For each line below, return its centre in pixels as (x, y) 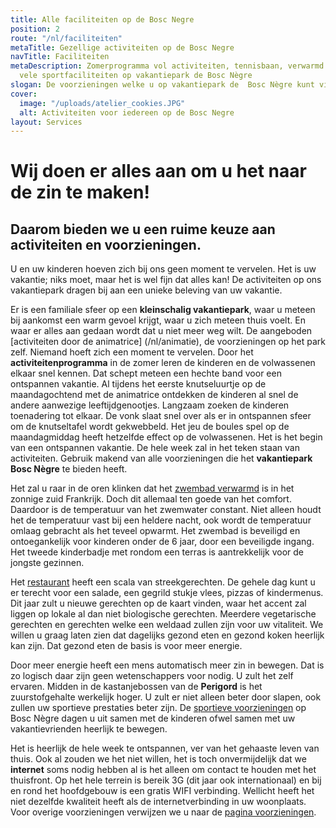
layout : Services (46, 122)
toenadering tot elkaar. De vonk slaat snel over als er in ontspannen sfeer (161, 416)
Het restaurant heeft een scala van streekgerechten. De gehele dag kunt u (163, 582)
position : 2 (35, 29)
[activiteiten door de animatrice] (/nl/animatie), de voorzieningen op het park (168, 342)
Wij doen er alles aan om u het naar (158, 171)
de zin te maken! (80, 192)
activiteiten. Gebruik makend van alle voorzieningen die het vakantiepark (161, 458)
